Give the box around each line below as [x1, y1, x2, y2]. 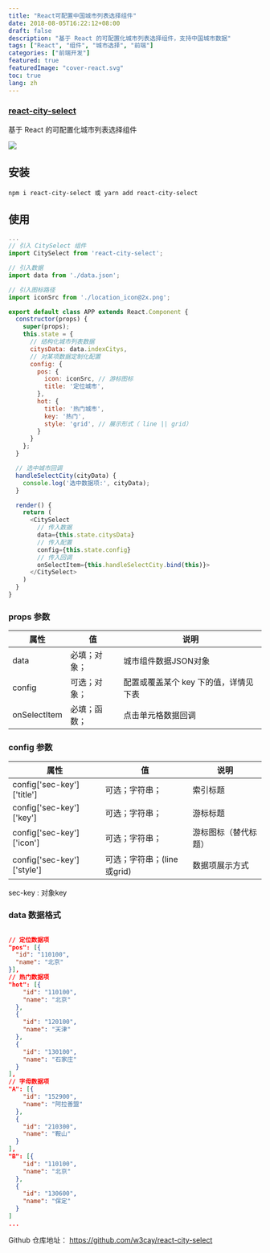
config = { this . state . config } [37, 545, 131, 554]
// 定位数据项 [8, 936, 50, 944]
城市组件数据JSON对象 [123, 655, 211, 667]
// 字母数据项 [8, 1078, 50, 1086]
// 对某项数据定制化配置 [29, 353, 101, 361]
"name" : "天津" [22, 1026, 72, 1034]
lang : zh [8, 79, 38, 87]
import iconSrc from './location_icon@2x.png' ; [8, 293, 171, 301]
